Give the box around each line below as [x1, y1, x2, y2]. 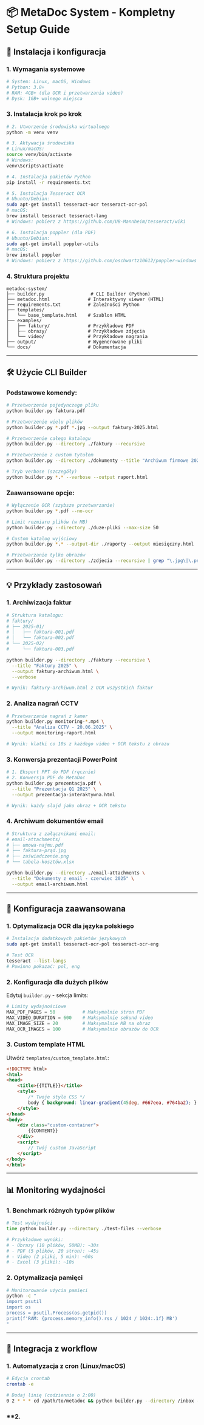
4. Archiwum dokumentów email [6, 817, 104, 825]
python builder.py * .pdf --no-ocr [6, 508, 94, 514]
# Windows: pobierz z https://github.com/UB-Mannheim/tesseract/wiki [6, 218, 186, 225]
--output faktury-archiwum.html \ [12, 668, 99, 674]
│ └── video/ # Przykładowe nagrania [6, 334, 148, 340]
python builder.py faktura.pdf [6, 408, 86, 414]
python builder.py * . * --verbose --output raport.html [6, 474, 148, 480]
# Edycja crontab [6, 1376, 50, 1382]
